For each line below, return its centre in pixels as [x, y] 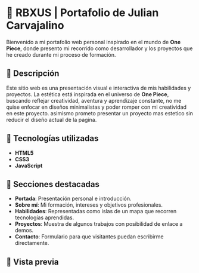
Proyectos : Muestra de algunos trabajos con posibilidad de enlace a [99, 224]
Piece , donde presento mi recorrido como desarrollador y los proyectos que [99, 48]
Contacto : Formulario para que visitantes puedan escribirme [89, 237]
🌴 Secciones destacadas [53, 184]
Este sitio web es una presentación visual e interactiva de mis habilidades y [99, 88]
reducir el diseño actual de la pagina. [52, 119]
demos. [24, 231]
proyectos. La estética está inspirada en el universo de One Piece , [88, 94]
